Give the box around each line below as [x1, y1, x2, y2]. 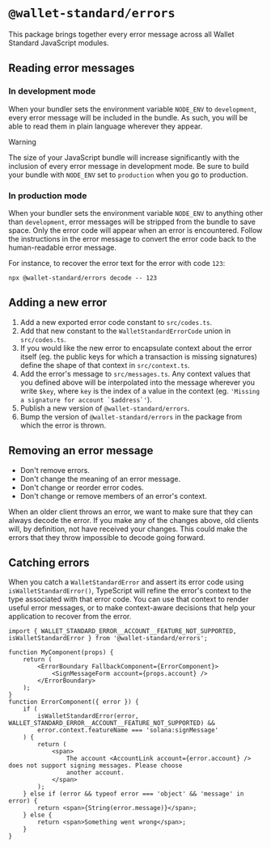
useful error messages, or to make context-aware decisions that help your [8, 603, 256, 613]
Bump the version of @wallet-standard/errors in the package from [19, 411, 243, 421]
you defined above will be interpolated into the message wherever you [19, 378, 256, 387]
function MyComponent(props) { [8, 648, 114, 656]
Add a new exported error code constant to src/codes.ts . [19, 317, 213, 327]
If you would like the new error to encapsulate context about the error [19, 343, 252, 352]
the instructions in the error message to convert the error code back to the [8, 234, 256, 243]
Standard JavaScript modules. [8, 38, 109, 48]
